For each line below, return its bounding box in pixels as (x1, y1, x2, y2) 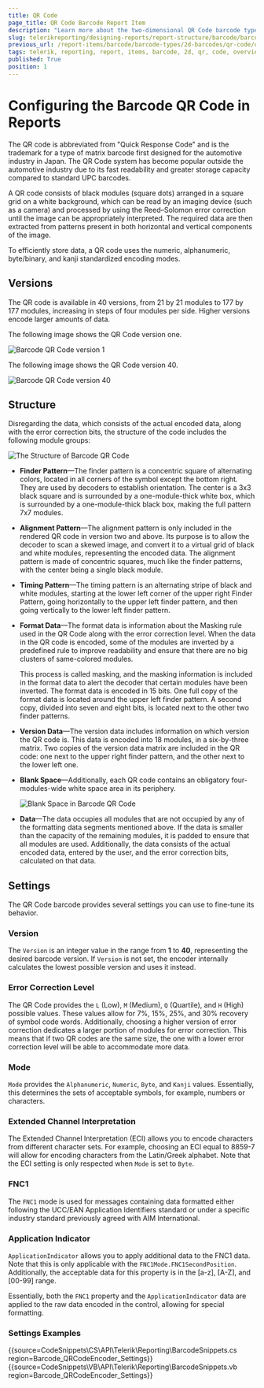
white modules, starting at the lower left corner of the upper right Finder (19, 588, 253, 599)
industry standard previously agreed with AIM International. (8, 1213, 200, 1223)
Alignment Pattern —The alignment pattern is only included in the (19, 523, 232, 533)
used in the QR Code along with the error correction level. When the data (19, 629, 256, 639)
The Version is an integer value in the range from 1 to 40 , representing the (8, 946, 248, 956)
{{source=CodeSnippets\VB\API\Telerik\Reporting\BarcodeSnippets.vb (8, 1362, 238, 1371)
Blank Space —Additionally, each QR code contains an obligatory (19, 775, 230, 785)
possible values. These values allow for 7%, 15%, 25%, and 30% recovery (8, 1008, 249, 1018)
